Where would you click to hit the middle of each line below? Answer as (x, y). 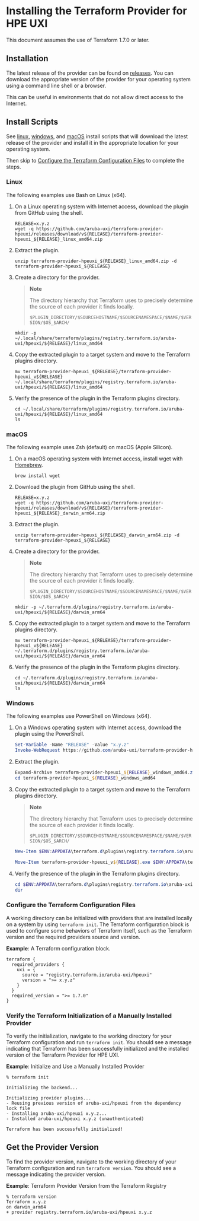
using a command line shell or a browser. (56, 85)
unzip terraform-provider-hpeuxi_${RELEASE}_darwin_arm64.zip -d (97, 535)
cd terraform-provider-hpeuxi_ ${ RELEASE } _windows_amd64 (85, 778)
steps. (14, 167)
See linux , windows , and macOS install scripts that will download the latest (97, 136)
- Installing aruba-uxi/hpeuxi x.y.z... (57, 1114)
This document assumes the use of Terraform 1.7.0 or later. (78, 40)
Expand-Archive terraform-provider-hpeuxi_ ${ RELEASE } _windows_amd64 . (102, 772)
